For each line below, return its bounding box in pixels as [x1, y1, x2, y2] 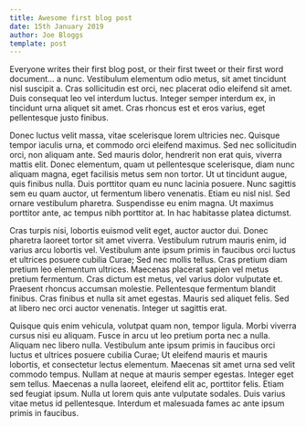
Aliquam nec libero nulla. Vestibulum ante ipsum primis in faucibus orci [9, 339, 276, 351]
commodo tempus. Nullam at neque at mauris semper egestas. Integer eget [9, 369, 294, 380]
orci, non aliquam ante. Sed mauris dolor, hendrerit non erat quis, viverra [9, 150, 282, 161]
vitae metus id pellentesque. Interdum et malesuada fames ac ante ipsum [9, 398, 285, 409]
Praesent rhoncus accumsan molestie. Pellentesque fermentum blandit [9, 284, 277, 295]
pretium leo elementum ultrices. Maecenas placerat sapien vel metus [9, 264, 269, 275]
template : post [9, 38, 68, 48]
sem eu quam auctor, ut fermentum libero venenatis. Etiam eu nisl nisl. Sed [9, 188, 290, 199]
